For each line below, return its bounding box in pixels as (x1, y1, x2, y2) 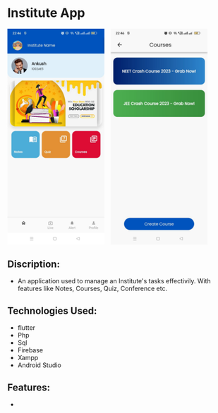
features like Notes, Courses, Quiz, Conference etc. (17, 284, 168, 293)
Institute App (7, 5, 85, 21)
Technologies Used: (7, 304, 97, 316)
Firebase (17, 346, 44, 355)
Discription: (7, 259, 60, 271)
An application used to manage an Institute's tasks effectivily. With (17, 277, 211, 285)
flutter (17, 323, 36, 332)
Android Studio (17, 361, 61, 369)
